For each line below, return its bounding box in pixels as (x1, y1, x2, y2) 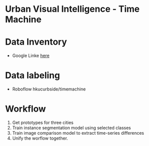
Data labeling (5, 70, 60, 81)
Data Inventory (5, 36, 67, 48)
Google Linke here (12, 53, 50, 58)
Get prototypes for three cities (12, 119, 74, 125)
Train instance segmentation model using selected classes (12, 125, 131, 131)
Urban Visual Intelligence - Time (5, 3, 140, 15)
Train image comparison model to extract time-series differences (12, 130, 144, 136)
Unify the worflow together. (12, 135, 68, 141)
